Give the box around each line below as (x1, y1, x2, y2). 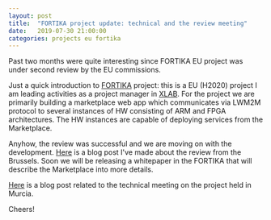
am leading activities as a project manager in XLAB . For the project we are (8, 89, 255, 99)
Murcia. (8, 189, 34, 198)
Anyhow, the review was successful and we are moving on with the (8, 139, 232, 149)
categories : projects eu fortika (8, 34, 121, 43)
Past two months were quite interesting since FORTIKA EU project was (8, 56, 243, 66)
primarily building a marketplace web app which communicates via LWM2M (8, 98, 261, 107)
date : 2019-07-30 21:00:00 (8, 27, 107, 35)
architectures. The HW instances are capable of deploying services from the (8, 114, 264, 125)
